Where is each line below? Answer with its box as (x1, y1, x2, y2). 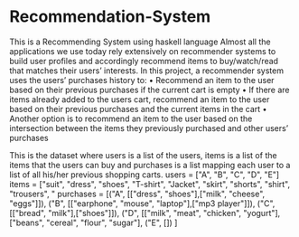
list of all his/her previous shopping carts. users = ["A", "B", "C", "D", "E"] (9, 169, 280, 180)
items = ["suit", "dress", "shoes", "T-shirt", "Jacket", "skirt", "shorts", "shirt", (9, 178, 291, 189)
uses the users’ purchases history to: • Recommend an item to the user (9, 74, 275, 85)
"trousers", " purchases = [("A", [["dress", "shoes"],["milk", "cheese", (9, 188, 266, 199)
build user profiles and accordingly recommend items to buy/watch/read (9, 55, 278, 66)
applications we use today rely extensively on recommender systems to (9, 45, 276, 56)
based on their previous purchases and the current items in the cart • (9, 103, 267, 114)
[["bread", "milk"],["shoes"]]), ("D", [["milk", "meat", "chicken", (9, 207, 242, 218)
